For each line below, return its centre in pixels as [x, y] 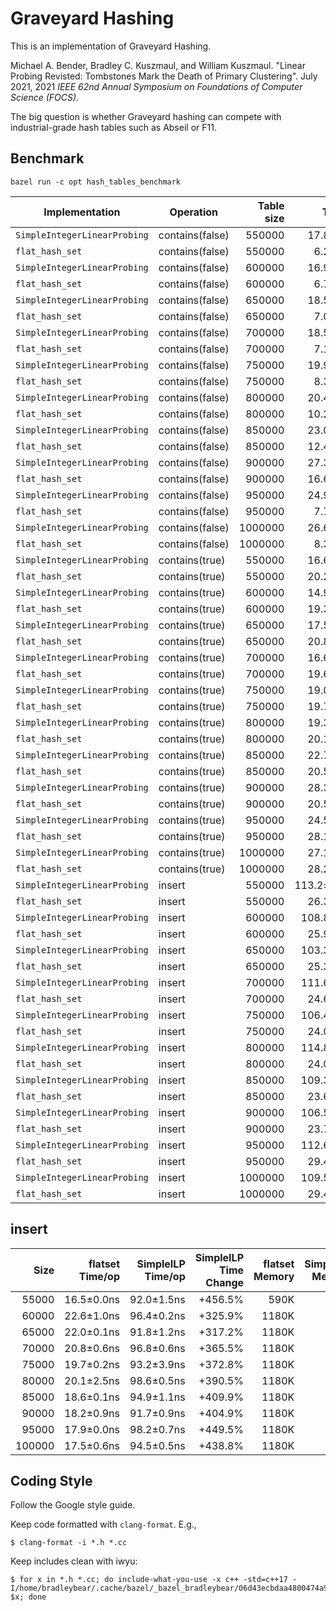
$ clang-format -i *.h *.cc [69, 1543]
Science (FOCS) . [45, 97]
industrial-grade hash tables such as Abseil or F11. [113, 127]
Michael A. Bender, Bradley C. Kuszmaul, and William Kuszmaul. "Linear [158, 65]
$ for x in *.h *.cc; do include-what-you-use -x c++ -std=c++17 [149, 1580]
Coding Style [51, 1480]
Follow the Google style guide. [73, 1505]
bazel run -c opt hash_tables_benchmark [96, 182]
